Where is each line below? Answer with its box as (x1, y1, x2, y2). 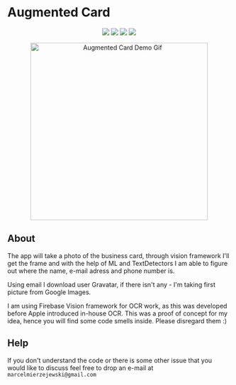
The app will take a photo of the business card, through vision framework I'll (7, 251, 230, 260)
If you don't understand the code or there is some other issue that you (7, 356, 213, 364)
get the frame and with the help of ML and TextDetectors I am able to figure (7, 259, 228, 267)
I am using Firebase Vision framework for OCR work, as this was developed (7, 301, 227, 310)
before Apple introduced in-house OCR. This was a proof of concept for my (7, 309, 228, 318)
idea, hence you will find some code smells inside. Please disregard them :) (7, 316, 227, 325)
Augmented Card (7, 4, 111, 21)
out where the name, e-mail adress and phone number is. (7, 267, 175, 275)
